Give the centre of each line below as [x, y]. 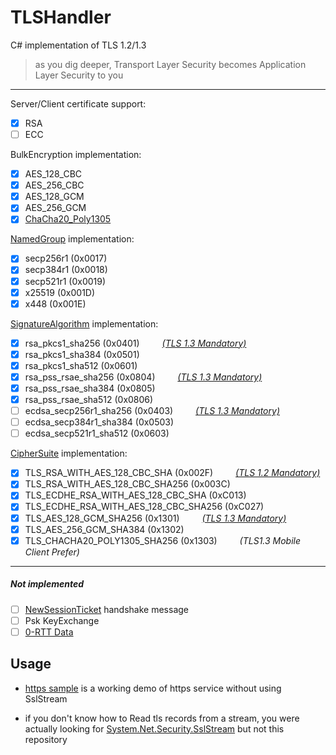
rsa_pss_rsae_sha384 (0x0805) [90, 388]
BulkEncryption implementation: [76, 155]
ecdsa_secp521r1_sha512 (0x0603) [97, 433]
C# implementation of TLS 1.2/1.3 [78, 45]
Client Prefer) [52, 552]
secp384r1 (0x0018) [66, 270]
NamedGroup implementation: [72, 239]
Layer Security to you [79, 75]
